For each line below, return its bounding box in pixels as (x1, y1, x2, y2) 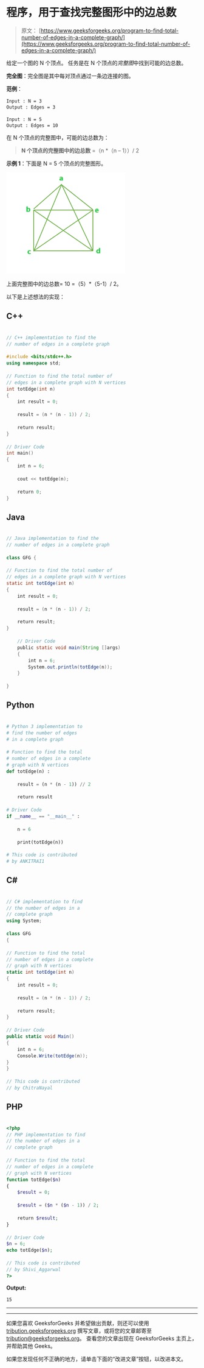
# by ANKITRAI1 (6, 859, 45, 865)
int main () (6, 450, 34, 456)
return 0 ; (17, 489, 42, 495)
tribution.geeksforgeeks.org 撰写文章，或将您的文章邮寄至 (6, 1327, 152, 1334)
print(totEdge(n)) (17, 839, 64, 845)
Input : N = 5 (6, 116, 42, 122)
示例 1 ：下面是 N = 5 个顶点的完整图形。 (6, 160, 107, 167)
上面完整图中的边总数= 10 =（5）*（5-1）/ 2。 (6, 280, 123, 287)
